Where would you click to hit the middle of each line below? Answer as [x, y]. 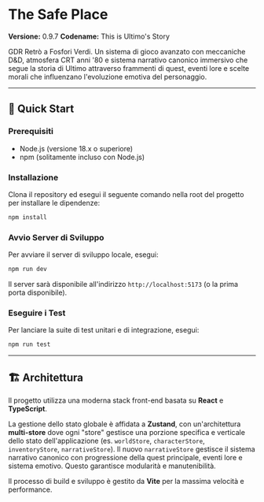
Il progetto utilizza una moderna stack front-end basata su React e [116, 400]
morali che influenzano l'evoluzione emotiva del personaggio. [108, 76]
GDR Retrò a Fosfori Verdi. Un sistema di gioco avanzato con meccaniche [127, 51]
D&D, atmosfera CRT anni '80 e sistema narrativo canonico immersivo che [128, 60]
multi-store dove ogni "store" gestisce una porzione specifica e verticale [127, 432]
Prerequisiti [31, 132]
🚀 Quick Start [41, 109]
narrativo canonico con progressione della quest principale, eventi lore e [125, 457]
